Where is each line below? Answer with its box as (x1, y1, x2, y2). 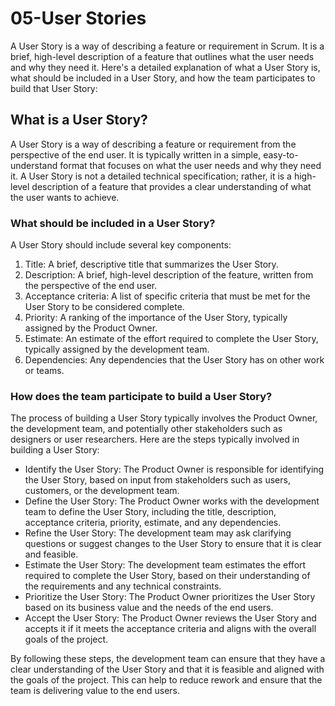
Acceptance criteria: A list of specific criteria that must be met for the (24, 290, 311, 302)
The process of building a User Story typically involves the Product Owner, (10, 412, 318, 424)
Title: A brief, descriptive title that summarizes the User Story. (24, 258, 279, 271)
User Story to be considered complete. (24, 301, 185, 313)
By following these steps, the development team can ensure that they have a (10, 653, 326, 665)
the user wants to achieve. (10, 191, 120, 203)
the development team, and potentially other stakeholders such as (10, 423, 283, 435)
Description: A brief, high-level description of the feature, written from (24, 269, 314, 281)
